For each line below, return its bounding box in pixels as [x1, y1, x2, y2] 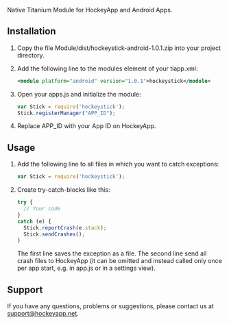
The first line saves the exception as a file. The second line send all [16, 249, 207, 258]
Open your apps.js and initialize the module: [16, 90, 142, 98]
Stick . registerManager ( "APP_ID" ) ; [16, 110, 116, 116]
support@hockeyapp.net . [7, 310, 79, 318]
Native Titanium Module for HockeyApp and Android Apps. [7, 6, 173, 14]
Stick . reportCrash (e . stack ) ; [23, 224, 107, 232]
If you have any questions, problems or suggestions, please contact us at [7, 302, 214, 310]
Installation [7, 25, 56, 37]
